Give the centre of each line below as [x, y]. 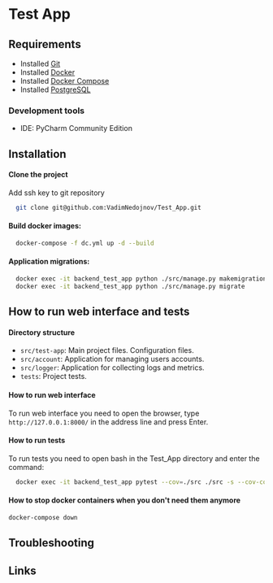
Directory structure [42, 332]
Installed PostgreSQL [55, 89]
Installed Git [40, 63]
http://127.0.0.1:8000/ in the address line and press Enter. [108, 422]
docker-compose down [43, 517]
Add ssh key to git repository [57, 193]
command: [26, 467]
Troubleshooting [52, 543]
